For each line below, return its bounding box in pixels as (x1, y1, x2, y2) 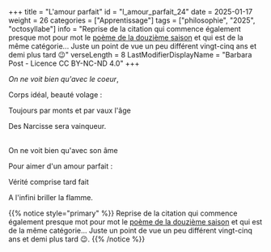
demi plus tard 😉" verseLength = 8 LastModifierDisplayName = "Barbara (8, 50, 252, 59)
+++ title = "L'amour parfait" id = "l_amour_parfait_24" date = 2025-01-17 (8, 7, 253, 16)
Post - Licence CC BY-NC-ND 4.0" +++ (8, 58, 140, 68)
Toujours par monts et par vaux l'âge (8, 105, 131, 115)
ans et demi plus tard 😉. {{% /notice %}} (8, 234, 146, 244)
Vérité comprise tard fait (8, 177, 89, 186)
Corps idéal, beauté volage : (8, 90, 103, 100)
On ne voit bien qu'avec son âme (8, 146, 119, 155)
